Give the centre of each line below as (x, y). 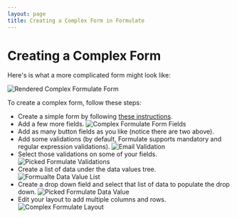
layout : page (27, 14)
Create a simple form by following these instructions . (95, 116)
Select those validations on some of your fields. (88, 154)
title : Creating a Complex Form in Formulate (76, 21)
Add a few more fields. (51, 124)
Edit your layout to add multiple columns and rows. (92, 200)
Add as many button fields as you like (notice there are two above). (116, 131)
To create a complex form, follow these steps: (74, 103)
